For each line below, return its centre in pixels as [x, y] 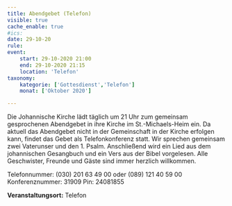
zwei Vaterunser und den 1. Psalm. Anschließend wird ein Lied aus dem [109, 146]
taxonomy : [22, 78]
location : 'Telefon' [49, 71]
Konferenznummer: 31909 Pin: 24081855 [66, 182]
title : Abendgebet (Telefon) [49, 14]
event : [17, 53]
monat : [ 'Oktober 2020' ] [56, 91]
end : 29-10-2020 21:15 [52, 65]
